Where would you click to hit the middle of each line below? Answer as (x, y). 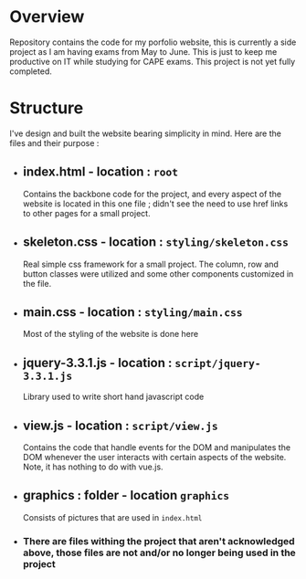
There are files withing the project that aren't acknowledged (158, 541)
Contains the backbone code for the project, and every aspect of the (152, 194)
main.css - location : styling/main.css (133, 312)
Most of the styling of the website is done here (111, 334)
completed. (31, 71)
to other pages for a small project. (86, 213)
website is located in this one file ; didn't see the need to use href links (155, 204)
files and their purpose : (54, 142)
